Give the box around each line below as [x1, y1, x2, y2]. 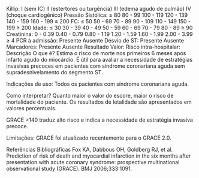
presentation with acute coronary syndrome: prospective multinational [6, 159, 180, 165]
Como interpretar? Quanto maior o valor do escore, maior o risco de [6, 92, 174, 99]
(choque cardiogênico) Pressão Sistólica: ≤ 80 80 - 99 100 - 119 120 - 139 [6, 11, 188, 19]
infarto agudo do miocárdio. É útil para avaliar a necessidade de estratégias [6, 56, 193, 63]
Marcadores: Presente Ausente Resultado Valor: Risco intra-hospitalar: [6, 43, 181, 50]
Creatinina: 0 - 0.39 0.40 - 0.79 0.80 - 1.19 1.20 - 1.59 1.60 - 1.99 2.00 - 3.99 [6, 31, 193, 38]
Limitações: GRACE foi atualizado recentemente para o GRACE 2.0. [6, 134, 172, 141]
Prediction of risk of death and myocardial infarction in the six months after [6, 152, 191, 159]
